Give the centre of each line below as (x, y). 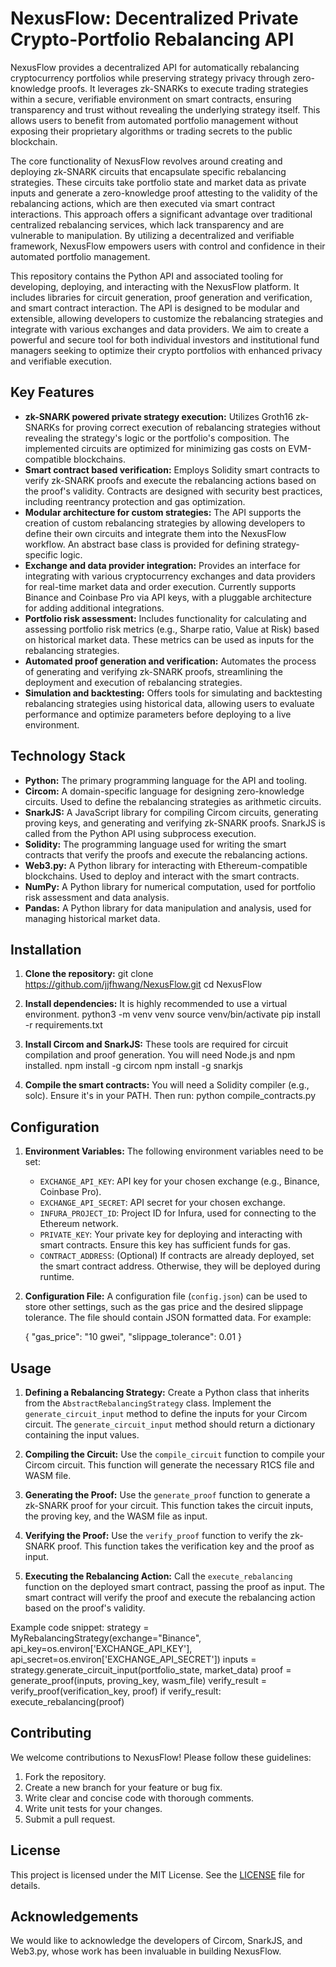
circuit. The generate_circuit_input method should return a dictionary (170, 1424)
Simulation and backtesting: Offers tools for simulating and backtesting (173, 693)
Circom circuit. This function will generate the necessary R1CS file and (169, 1465)
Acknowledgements (74, 1917)
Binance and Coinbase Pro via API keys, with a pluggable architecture (168, 597)
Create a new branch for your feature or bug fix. (123, 1787)
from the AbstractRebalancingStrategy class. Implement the (148, 1403)
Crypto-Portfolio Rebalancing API (152, 39)
